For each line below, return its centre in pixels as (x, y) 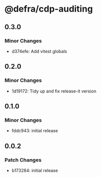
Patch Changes (23, 160)
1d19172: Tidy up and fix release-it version (54, 91)
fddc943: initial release (35, 131)
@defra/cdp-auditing (49, 9)
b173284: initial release (35, 170)
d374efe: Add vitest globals (39, 51)
